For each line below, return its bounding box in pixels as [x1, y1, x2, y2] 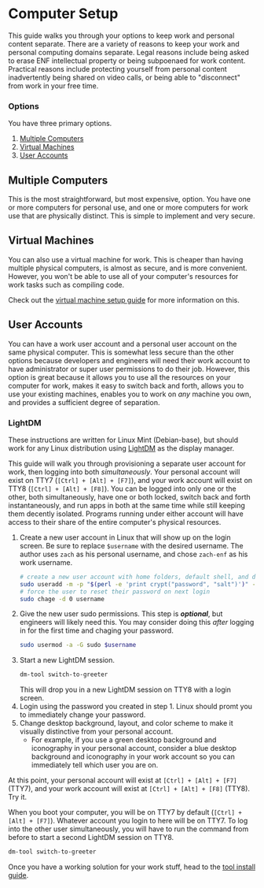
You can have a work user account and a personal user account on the [8, 339, 237, 348]
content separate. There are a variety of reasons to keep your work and [8, 39, 240, 48]
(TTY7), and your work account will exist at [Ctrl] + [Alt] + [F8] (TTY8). [8, 784, 250, 793]
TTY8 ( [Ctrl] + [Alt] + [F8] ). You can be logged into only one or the [8, 484, 237, 493]
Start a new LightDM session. [19, 656, 115, 665]
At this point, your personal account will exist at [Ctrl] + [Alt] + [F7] [8, 775, 237, 785]
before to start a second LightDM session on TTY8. [8, 833, 174, 842]
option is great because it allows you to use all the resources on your [8, 372, 231, 382]
